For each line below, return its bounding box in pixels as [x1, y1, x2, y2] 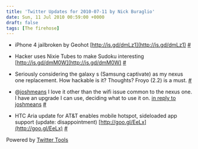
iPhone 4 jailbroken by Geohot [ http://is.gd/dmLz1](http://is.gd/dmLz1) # [14, 41, 191, 48]
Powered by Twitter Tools [6, 137, 69, 144]
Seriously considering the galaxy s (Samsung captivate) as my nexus [14, 70, 184, 77]
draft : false [6, 20, 39, 25]
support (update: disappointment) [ [14, 119, 101, 126]
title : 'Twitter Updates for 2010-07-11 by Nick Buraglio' [6, 8, 155, 15]
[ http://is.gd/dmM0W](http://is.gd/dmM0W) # [14, 59, 126, 66]
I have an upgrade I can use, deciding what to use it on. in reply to [14, 95, 176, 102]
